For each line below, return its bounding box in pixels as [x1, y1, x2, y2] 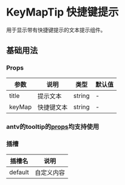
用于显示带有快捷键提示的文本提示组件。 [6, 26, 106, 33]
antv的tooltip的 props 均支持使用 [6, 122, 99, 131]
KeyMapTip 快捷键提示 [6, 5, 119, 19]
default [9, 168, 29, 176]
